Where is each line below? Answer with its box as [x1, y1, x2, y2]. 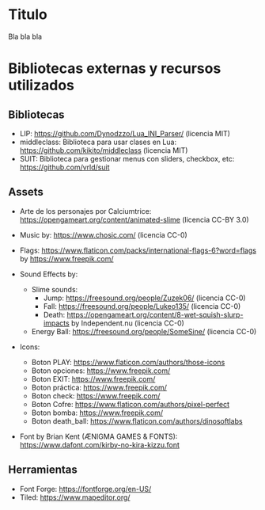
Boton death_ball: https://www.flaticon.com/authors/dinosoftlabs [31, 416, 243, 425]
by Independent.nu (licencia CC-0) [70, 318, 184, 328]
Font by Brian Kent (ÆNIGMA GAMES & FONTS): [19, 432, 178, 441]
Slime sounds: [31, 284, 78, 294]
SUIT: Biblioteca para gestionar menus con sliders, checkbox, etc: [19, 154, 235, 163]
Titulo [8, 6, 47, 24]
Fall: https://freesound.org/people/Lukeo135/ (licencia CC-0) [43, 301, 241, 310]
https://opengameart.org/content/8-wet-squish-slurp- [66, 310, 244, 319]
